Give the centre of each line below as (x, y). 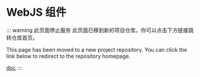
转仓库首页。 (22, 37)
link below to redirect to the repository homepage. (68, 56)
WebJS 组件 (36, 12)
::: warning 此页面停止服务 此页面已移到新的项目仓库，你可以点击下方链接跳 (100, 30)
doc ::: (14, 67)
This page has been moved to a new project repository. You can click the (97, 49)
